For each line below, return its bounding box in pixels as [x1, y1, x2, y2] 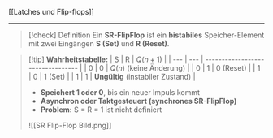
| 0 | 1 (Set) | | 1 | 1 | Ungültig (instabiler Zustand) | [28, 72, 197, 81]
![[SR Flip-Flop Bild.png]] [28, 121, 112, 130]
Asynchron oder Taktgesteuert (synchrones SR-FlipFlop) [40, 97, 237, 106]
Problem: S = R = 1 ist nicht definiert [40, 105, 162, 114]
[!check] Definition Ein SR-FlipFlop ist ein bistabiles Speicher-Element [28, 30, 265, 40]
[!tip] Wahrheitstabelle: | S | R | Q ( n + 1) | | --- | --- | [28, 54, 204, 64]
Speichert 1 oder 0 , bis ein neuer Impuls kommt [40, 88, 201, 97]
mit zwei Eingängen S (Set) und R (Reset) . [28, 39, 170, 48]
